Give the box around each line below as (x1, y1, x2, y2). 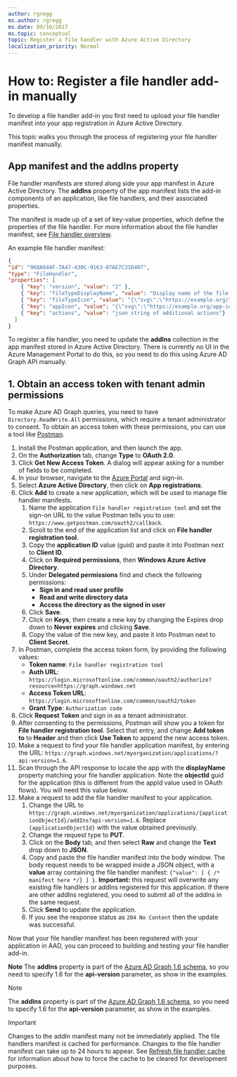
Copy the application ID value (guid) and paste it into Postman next (28, 541, 224, 549)
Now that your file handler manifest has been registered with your (8, 934, 198, 943)
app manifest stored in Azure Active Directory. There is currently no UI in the (8, 342, 230, 352)
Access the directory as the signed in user (39, 600, 166, 609)
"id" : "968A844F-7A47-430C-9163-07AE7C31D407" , (8, 264, 150, 271)
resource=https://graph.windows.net (28, 683, 136, 690)
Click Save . (28, 608, 62, 617)
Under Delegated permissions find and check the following (28, 571, 203, 579)
